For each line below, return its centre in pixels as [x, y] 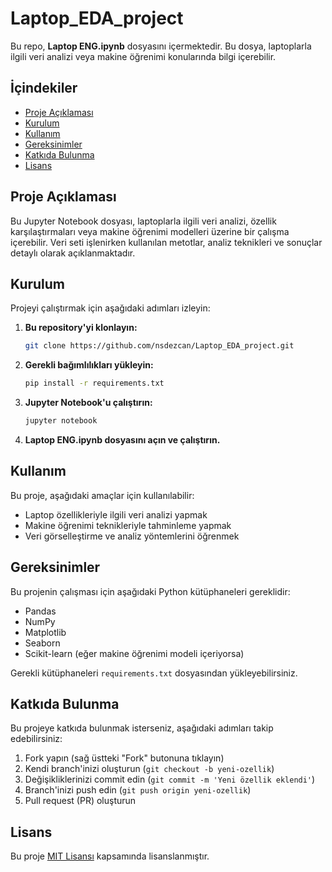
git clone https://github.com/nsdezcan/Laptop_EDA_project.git [159, 346]
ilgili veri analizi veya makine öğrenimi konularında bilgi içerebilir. [143, 56]
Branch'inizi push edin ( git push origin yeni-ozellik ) [138, 790]
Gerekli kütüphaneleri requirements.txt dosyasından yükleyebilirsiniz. [154, 673]
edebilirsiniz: [36, 739]
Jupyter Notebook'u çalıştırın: [88, 403]
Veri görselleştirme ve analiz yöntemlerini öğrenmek [132, 536]
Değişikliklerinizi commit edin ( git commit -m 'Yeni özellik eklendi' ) [170, 779]
